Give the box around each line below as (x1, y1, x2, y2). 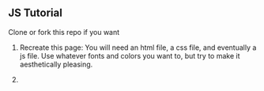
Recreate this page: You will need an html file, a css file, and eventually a (19, 43, 257, 52)
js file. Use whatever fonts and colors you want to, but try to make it (19, 51, 240, 60)
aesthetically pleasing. (19, 59, 93, 69)
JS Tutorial (8, 6, 63, 20)
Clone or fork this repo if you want (8, 27, 120, 36)
